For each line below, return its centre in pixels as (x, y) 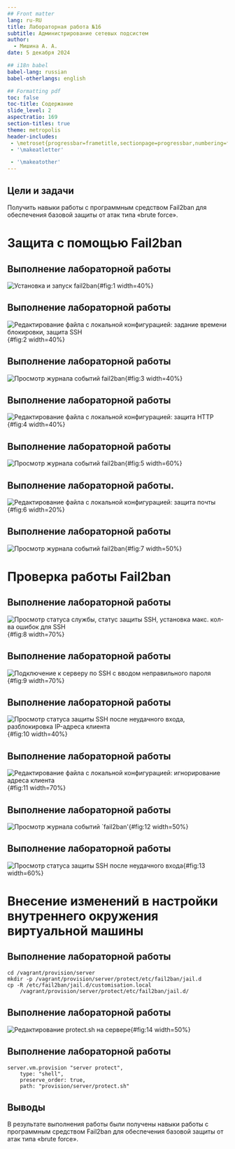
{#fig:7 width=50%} (154, 548)
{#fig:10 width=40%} (37, 734)
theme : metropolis (34, 130)
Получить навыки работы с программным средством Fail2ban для (107, 207)
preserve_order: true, (53, 1080)
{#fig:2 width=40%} (36, 339)
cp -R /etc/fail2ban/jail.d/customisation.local (79, 985)
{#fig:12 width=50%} (158, 827)
